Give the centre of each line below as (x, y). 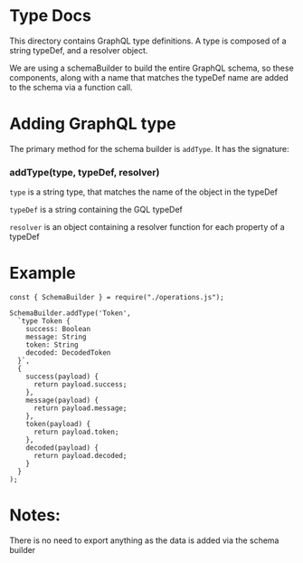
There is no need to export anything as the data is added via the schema (144, 540)
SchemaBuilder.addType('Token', (70, 313)
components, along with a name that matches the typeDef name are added (149, 77)
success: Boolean (58, 329)
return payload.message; (80, 408)
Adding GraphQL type (93, 124)
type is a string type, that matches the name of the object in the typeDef (144, 192)
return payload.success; (80, 385)
